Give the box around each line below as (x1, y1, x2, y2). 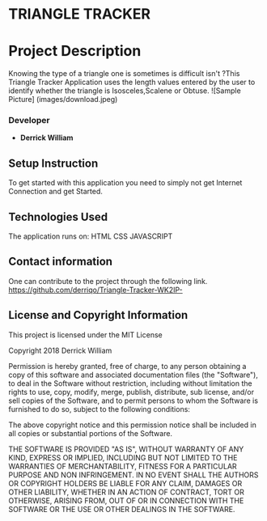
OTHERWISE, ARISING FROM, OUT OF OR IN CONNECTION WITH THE (8, 495, 244, 506)
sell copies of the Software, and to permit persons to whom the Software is (8, 396, 259, 405)
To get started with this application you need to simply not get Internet (8, 178, 243, 188)
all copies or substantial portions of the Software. (8, 428, 172, 438)
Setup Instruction (8, 156, 99, 170)
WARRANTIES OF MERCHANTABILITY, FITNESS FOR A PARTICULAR (8, 461, 237, 471)
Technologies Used (8, 210, 108, 223)
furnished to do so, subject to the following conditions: (8, 404, 190, 413)
